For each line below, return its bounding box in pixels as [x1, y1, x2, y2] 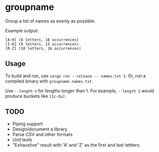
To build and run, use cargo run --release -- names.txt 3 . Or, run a [5, 73, 146, 79]
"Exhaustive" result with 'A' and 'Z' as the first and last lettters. [12, 142, 141, 148]
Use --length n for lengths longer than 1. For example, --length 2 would [5, 88, 155, 94]
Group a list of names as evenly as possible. [5, 18, 96, 24]
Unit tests [12, 137, 32, 143]
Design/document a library [12, 126, 67, 132]
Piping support [12, 121, 43, 127]
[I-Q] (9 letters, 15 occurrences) [5, 41, 79, 46]
